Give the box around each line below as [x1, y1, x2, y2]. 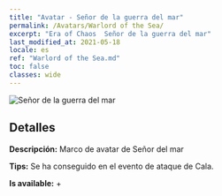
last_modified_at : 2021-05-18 [9, 37, 121, 47]
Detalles [9, 120, 56, 135]
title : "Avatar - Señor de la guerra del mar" [9, 12, 184, 22]
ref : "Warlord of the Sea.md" [9, 54, 121, 63]
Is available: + [9, 177, 62, 188]
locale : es [9, 46, 50, 55]
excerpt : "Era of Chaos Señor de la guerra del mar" [9, 29, 212, 38]
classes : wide [9, 71, 62, 79]
